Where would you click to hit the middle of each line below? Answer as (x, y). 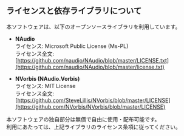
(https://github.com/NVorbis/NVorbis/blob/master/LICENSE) (90, 107)
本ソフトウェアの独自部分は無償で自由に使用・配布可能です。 (83, 119)
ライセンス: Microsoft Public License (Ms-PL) (72, 46)
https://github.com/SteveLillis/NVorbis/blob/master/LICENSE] (94, 100)
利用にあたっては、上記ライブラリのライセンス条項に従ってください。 (94, 127)
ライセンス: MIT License (45, 86)
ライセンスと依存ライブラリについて (74, 11)
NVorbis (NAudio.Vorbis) (47, 78)
